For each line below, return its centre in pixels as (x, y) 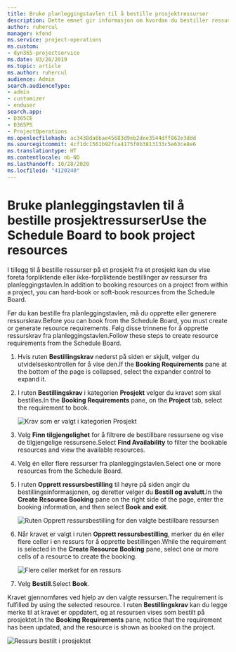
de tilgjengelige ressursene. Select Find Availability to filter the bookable (122, 442)
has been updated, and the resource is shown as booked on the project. (111, 627)
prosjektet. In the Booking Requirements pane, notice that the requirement (115, 620)
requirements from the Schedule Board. (64, 343)
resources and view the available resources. (81, 450)
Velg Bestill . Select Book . (53, 583)
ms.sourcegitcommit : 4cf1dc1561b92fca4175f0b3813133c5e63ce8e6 (102, 145)
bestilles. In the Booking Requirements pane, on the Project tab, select (120, 400)
